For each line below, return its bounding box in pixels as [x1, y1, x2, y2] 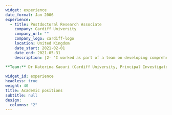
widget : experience [5, 7, 47, 13]
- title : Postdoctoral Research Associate [10, 21, 102, 27]
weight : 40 [5, 83, 29, 88]
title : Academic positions [5, 88, 63, 93]
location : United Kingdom [14, 41, 70, 46]
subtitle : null [5, 93, 38, 98]
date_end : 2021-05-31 [14, 50, 60, 55]
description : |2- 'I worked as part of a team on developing [14, 55, 147, 60]
